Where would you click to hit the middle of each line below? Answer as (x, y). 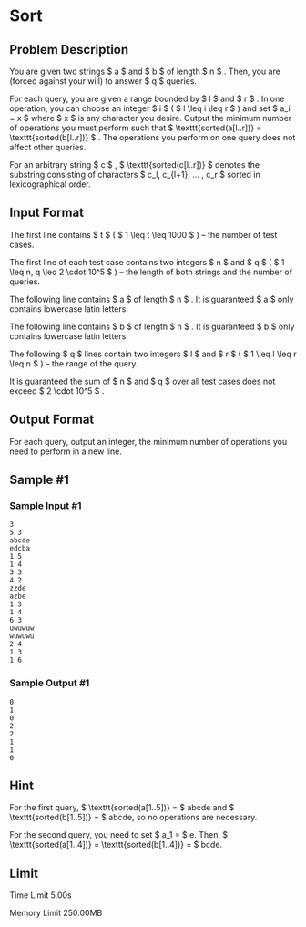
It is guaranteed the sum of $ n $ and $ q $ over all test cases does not (143, 381)
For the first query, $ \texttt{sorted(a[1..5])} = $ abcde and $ (122, 808)
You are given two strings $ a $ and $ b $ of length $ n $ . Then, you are (145, 71)
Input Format (47, 213)
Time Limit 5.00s (41, 895)
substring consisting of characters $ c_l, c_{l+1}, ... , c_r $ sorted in (135, 175)
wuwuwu (22, 636)
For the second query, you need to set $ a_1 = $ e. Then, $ (119, 835)
